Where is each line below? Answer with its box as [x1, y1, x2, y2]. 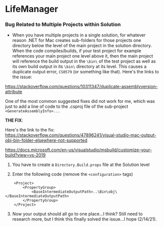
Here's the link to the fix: [5, 127, 55, 133]
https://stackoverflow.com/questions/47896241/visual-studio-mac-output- [5, 132, 157, 138]
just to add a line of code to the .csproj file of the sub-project [5, 103, 129, 109]
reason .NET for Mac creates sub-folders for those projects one [12, 37, 141, 43]
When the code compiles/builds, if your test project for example [12, 48, 141, 54]
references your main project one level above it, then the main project [12, 53, 153, 59]
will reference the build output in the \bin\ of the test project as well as [12, 58, 156, 65]
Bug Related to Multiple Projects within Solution [5, 21, 121, 28]
